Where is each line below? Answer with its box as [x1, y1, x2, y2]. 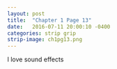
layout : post [7, 10, 45, 17]
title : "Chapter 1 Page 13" [7, 17, 92, 24]
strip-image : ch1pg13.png [7, 36, 82, 43]
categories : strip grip [7, 29, 77, 37]
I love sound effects [7, 55, 64, 63]
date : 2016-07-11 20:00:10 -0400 [7, 23, 111, 30]
